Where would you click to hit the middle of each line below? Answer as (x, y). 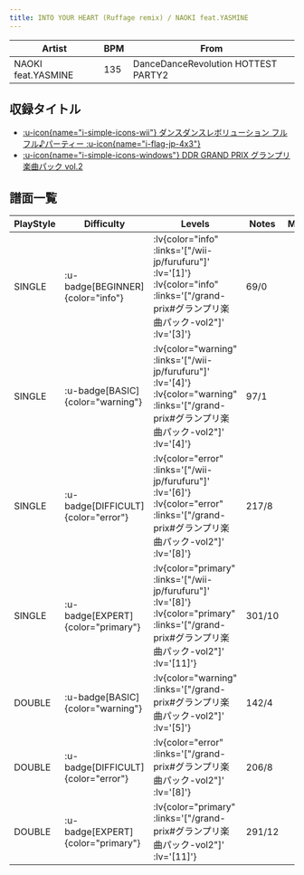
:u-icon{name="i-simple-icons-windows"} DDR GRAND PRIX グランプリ (157, 156)
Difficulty (104, 224)
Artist (55, 48)
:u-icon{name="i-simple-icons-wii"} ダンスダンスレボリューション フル (155, 133)
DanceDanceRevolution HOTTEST (205, 63)
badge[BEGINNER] (104, 287)
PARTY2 (151, 75)
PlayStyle (35, 224)
